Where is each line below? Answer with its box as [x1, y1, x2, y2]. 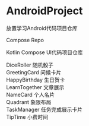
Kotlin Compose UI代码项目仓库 [6, 49, 83, 56]
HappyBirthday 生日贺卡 [6, 76, 65, 83]
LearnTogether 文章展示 [6, 83, 65, 90]
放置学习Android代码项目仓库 [6, 24, 78, 31]
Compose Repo [6, 36, 44, 43]
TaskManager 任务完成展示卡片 [6, 106, 83, 113]
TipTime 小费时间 [6, 113, 49, 120]
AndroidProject [6, 4, 83, 18]
